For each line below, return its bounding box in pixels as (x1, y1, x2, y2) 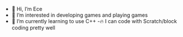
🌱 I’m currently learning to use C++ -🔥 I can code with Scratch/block (11, 18, 177, 24)
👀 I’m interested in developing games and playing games (11, 12, 148, 18)
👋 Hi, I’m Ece (11, 6, 43, 12)
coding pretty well (11, 24, 56, 31)
